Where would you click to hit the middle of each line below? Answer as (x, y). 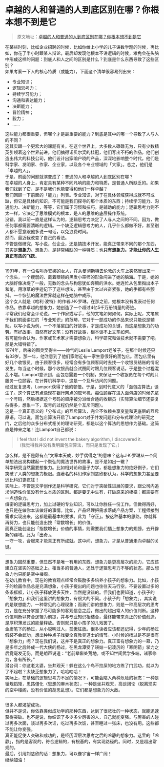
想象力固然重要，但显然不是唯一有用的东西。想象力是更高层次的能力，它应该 (82, 562)
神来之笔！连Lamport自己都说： (46, 429)
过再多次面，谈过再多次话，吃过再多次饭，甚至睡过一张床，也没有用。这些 (80, 723)
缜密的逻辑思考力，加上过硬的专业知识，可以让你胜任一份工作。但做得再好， (82, 504)
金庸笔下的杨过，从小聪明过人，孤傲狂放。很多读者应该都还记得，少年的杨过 (82, 629)
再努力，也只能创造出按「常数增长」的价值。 (50, 522)
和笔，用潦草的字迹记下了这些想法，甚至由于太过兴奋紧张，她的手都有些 (78, 289)
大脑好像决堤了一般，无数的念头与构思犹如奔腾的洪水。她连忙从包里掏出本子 (82, 283)
